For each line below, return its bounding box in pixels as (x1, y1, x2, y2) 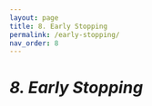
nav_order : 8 (9, 38, 59, 48)
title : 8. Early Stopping (9, 22, 107, 31)
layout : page (9, 13, 59, 23)
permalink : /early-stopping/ (9, 30, 120, 39)
